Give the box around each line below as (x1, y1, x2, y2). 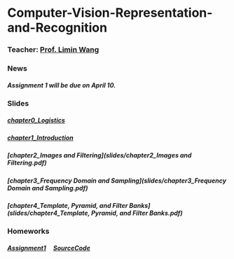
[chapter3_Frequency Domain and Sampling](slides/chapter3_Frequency (7, 176, 226, 185)
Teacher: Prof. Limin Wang (7, 45, 99, 55)
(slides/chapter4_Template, (7, 209, 90, 218)
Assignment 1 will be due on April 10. (7, 80, 116, 89)
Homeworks (7, 226, 50, 236)
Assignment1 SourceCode (7, 244, 91, 253)
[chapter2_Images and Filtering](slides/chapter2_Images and (7, 151, 192, 160)
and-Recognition (7, 20, 107, 36)
